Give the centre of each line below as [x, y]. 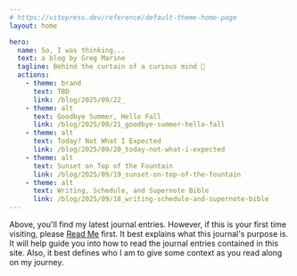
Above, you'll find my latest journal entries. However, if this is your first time [148, 224]
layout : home [33, 26]
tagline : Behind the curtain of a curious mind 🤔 [111, 67]
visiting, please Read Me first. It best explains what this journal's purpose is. [148, 234]
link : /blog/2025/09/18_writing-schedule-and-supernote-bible [151, 199]
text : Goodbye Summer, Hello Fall [97, 117]
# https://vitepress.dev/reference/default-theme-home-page [124, 17]
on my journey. [37, 262]
